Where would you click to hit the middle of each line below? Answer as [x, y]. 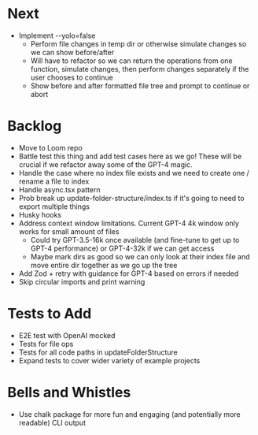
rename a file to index [54, 181]
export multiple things [54, 206]
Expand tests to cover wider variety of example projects [109, 360]
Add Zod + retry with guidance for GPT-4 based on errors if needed [129, 273]
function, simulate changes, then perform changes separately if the [140, 69]
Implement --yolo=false [57, 35]
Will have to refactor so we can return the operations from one [131, 61]
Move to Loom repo [51, 147]
